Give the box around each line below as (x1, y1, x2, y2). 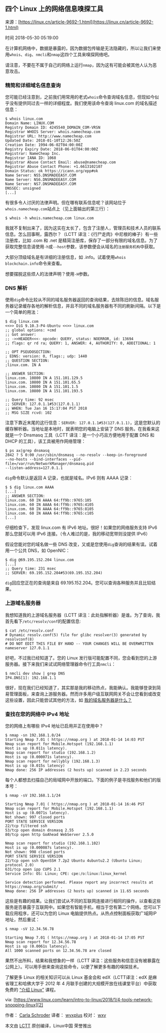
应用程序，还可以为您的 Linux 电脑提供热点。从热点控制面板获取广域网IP (9, 910, 157, 916)
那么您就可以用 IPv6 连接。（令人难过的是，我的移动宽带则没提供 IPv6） (5, 531, 151, 537)
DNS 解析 (5, 285, 28, 292)
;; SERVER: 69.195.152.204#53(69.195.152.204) (5, 571, 103, 576)
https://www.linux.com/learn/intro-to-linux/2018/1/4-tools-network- (15, 997, 153, 1002)
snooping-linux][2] (5, 1002, 43, 1008)
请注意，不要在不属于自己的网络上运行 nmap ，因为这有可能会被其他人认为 (5, 62, 153, 68)
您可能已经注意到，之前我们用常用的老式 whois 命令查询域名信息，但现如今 (5, 94, 155, 100)
